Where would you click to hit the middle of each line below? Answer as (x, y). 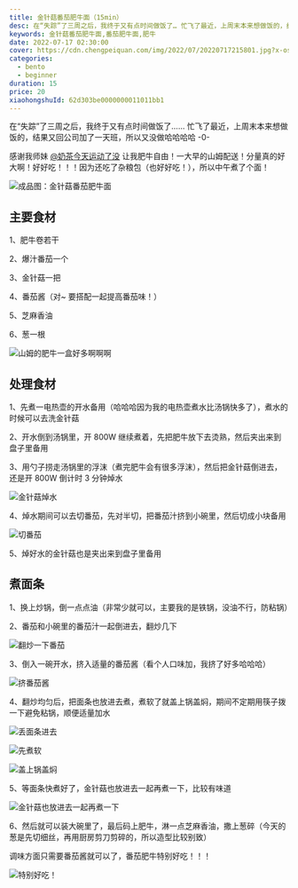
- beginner (37, 75)
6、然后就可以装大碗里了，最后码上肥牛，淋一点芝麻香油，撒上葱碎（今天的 (148, 826)
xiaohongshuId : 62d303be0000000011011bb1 (87, 100)
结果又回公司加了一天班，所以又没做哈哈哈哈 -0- (121, 138)
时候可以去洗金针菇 (44, 418)
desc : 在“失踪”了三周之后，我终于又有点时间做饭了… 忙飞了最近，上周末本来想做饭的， (148, 26)
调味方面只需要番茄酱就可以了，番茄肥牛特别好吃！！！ (110, 856)
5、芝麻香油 (31, 315)
